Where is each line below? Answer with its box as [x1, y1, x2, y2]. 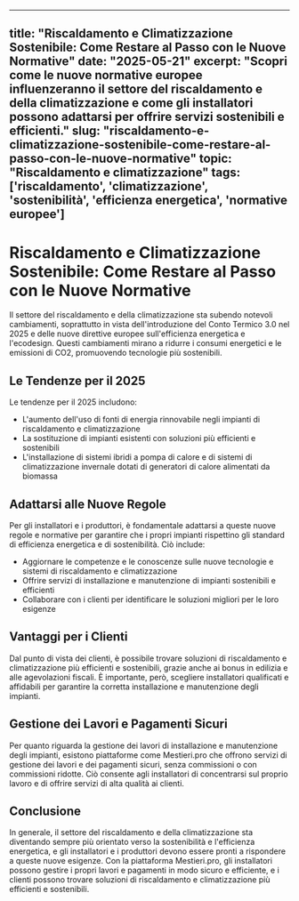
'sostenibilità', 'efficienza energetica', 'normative [9, 193, 287, 208]
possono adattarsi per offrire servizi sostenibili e [9, 109, 285, 125]
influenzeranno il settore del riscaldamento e [9, 82, 263, 97]
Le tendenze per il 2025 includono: [9, 397, 138, 407]
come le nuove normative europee [9, 68, 203, 83]
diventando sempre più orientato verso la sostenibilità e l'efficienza [9, 837, 255, 848]
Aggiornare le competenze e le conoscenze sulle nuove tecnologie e [21, 556, 274, 567]
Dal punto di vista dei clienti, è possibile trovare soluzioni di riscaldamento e [9, 653, 287, 664]
